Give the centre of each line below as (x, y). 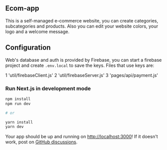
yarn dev (15, 127)
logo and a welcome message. (38, 31)
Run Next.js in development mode (48, 88)
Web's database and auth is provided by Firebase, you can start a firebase (83, 60)
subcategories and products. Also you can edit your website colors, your (82, 26)
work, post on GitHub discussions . (41, 142)
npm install (18, 99)
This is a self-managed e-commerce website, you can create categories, (82, 20)
